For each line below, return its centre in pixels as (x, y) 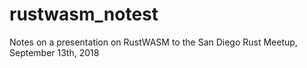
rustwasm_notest (84, 14)
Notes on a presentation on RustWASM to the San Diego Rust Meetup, (153, 42)
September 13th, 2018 (54, 52)
